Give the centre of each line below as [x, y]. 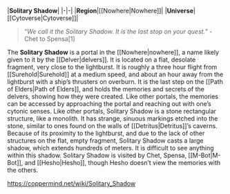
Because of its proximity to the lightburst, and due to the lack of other [106, 133]
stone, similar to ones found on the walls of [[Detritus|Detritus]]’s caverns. [112, 126]
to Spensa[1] [57, 39]
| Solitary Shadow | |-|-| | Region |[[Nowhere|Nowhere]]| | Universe [100, 11]
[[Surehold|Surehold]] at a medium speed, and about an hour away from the [115, 74]
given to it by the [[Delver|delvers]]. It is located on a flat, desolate [102, 60]
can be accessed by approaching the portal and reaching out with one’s [109, 104]
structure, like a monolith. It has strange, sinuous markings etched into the [113, 118]
